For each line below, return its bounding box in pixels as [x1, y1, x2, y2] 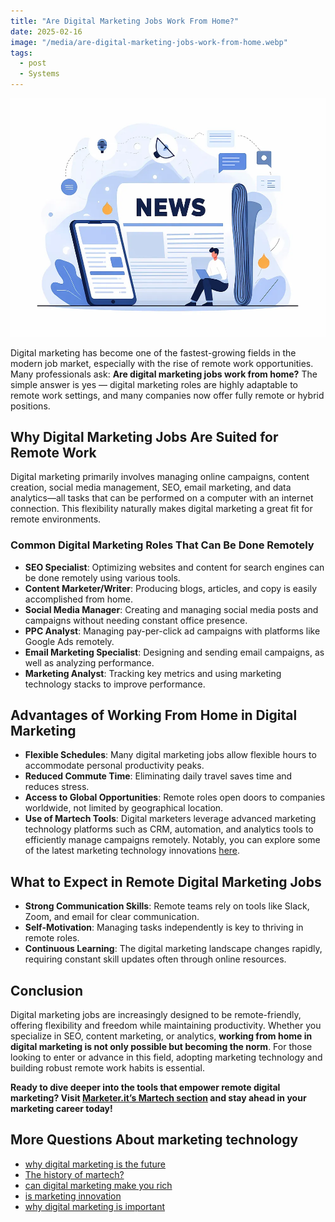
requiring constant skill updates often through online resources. [24, 953, 287, 965]
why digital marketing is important [24, 1200, 166, 1212]
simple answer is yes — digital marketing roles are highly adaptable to [10, 378, 299, 390]
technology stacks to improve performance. [24, 678, 206, 690]
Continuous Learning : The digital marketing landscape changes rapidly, [24, 943, 323, 955]
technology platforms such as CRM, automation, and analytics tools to [24, 823, 314, 835]
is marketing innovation [24, 1190, 122, 1202]
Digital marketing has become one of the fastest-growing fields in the [10, 346, 297, 359]
